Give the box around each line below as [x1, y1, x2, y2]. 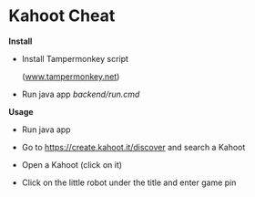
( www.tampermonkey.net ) [21, 70, 120, 82]
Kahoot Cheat [8, 5, 116, 26]
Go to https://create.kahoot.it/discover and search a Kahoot [21, 141, 246, 152]
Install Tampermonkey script [21, 53, 129, 64]
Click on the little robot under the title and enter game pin [21, 177, 237, 188]
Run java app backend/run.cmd [21, 88, 140, 99]
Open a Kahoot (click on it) [21, 159, 123, 170]
